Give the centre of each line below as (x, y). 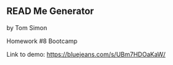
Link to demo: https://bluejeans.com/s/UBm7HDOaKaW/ (86, 54)
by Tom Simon (27, 27)
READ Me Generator (50, 11)
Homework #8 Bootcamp (42, 41)
